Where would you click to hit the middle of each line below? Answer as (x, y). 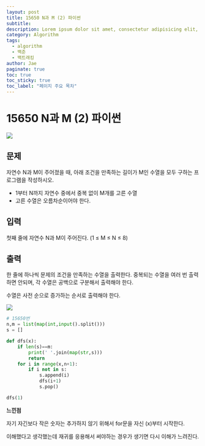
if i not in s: (48, 370)
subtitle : (19, 23)
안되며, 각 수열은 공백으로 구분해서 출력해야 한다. (75, 282)
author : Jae (21, 63)
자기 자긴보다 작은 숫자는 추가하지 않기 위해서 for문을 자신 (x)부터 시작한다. (96, 423)
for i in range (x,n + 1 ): (48, 364)
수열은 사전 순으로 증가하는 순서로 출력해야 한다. (64, 296)
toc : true (19, 75)
